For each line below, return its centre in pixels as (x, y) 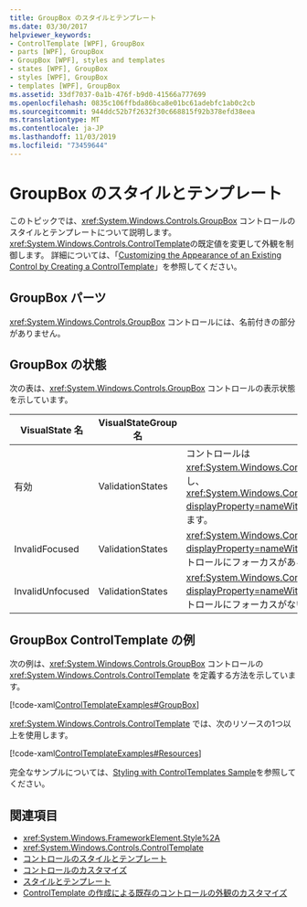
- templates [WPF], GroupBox (65, 86)
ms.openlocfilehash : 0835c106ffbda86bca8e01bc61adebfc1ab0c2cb (132, 103)
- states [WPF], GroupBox (58, 69)
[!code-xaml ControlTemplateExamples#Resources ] (106, 753)
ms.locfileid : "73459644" (58, 145)
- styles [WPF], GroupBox (58, 78)
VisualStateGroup (138, 423)
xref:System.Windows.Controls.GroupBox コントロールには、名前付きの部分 (153, 322)
